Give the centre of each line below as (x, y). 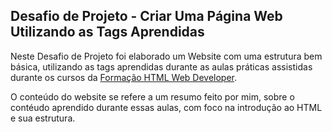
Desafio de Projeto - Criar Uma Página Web (146, 16)
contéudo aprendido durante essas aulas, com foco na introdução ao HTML (166, 107)
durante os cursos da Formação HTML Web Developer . (124, 77)
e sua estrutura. (43, 118)
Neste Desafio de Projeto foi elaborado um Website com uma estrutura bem (166, 56)
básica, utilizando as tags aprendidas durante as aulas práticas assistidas (161, 66)
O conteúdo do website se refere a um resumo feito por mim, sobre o (152, 96)
